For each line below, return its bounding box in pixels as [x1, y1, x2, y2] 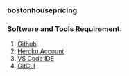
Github [17, 40, 37, 48]
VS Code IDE [17, 55, 54, 63]
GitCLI [17, 61, 36, 70]
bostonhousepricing [7, 6, 78, 15]
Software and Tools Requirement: [7, 23, 123, 33]
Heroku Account [17, 47, 64, 55]
